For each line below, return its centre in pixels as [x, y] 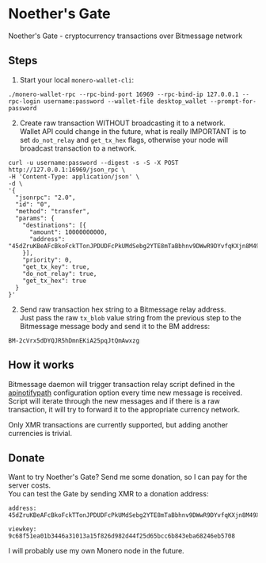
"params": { [35, 218]
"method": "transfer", [53, 211]
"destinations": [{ [55, 225]
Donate [27, 458]
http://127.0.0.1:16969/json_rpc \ [67, 170]
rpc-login [25, 101]
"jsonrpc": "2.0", [46, 197]
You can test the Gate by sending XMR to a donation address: [108, 494]
